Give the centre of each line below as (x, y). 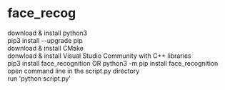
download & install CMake (46, 48)
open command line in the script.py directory (74, 71)
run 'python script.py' (39, 78)
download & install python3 (47, 33)
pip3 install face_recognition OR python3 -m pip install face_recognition (113, 63)
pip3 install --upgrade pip (45, 40)
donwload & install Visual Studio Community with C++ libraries (99, 56)
